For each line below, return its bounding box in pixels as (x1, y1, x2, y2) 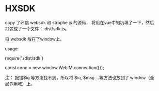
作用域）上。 (9, 81, 35, 87)
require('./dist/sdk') (5, 55, 44, 61)
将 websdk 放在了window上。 (5, 36, 64, 42)
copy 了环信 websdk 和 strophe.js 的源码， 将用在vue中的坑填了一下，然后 (5, 19, 154, 25)
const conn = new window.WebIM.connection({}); (5, 64, 104, 71)
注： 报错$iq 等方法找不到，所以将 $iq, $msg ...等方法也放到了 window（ (5, 74, 150, 80)
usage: (5, 46, 19, 52)
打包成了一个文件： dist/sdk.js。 (5, 25, 69, 32)
